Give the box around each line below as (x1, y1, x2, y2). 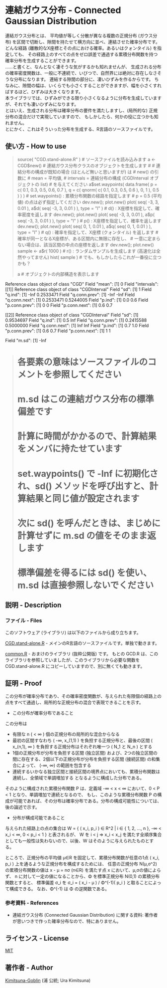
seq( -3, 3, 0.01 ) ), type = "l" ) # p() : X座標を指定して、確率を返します (17, 217, 162, 223)
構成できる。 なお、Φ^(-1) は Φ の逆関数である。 (9, 886, 109, 892)
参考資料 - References (5, 900, 59, 907)
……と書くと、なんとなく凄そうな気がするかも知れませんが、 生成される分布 (5, 63, 162, 70)
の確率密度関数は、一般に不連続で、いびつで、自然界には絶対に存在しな (5, 70, 153, 76)
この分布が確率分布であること (12, 710, 74, 716)
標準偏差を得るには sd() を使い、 (17, 567, 152, 579)
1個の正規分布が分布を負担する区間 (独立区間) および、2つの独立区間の (12, 750, 158, 756)
